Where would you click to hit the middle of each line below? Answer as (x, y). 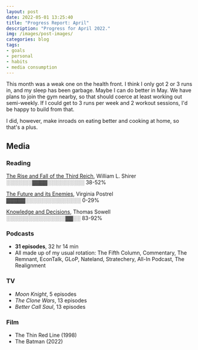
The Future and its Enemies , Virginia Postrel (60, 194)
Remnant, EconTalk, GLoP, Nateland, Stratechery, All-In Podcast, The (100, 259)
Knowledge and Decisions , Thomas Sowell (58, 212)
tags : (13, 45)
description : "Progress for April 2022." (58, 28)
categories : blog (28, 39)
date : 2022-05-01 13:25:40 (40, 17)
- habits (17, 61)
